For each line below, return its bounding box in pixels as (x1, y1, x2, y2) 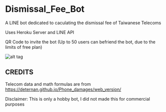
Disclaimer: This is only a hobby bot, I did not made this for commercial (5, 96, 150, 102)
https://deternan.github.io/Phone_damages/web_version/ (5, 86, 121, 92)
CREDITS (5, 68, 34, 76)
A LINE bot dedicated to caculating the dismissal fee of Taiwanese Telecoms (5, 20, 162, 26)
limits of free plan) (5, 44, 43, 50)
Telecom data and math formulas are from (5, 81, 91, 87)
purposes (5, 101, 25, 107)
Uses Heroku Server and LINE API (5, 29, 74, 35)
